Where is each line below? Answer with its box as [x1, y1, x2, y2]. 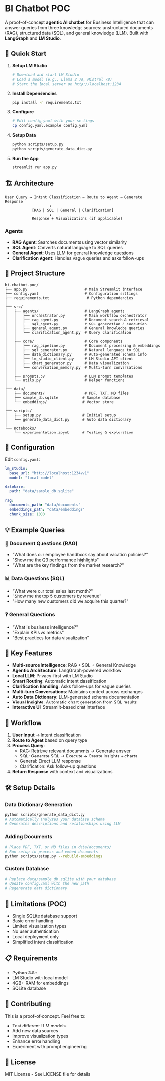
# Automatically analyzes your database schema [5, 817, 105, 822]
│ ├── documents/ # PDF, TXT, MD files [5, 391, 129, 396]
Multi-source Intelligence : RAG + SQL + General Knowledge [12, 662, 136, 668]
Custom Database [5, 865, 49, 872]
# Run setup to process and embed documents [5, 849, 98, 854]
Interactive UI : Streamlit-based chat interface [12, 704, 105, 710]
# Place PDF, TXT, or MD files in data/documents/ [5, 844, 112, 850]
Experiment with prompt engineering [12, 1043, 87, 1049]
